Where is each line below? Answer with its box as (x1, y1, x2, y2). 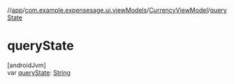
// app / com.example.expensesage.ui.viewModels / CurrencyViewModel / (7, 6, 211, 14)
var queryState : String (7, 68, 71, 76)
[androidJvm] (7, 61, 47, 69)
